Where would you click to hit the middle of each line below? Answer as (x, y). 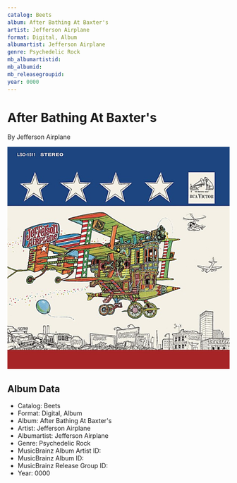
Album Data (34, 389)
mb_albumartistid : (34, 60)
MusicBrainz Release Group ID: (62, 466)
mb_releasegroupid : (36, 74)
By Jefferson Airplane (39, 137)
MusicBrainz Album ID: (51, 458)
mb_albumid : (25, 67)
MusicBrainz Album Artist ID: (59, 451)
